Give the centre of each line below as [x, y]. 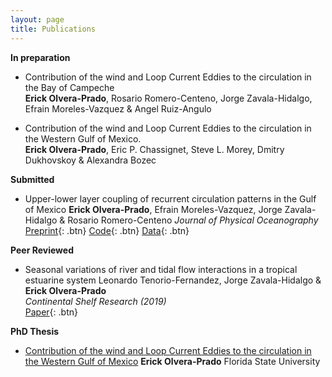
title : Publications [53, 29]
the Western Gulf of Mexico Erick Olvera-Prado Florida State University [172, 361]
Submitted [32, 179]
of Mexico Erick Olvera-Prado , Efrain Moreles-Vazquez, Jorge [153, 209]
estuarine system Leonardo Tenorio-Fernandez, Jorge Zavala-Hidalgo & [173, 280]
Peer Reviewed [42, 250]
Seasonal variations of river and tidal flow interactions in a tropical [161, 269]
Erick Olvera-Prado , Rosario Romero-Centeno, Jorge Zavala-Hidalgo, [168, 98]
